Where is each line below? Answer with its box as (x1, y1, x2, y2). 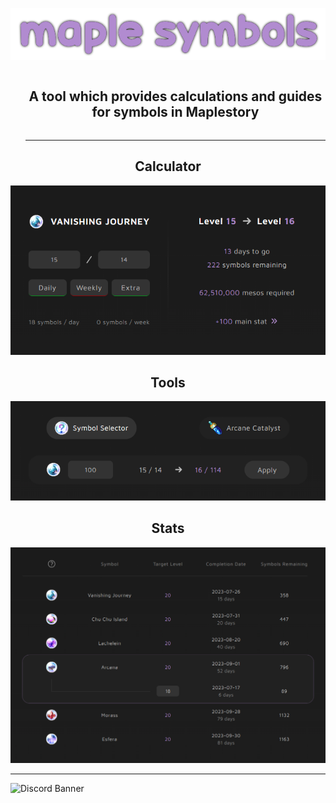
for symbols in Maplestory (91, 104, 260, 121)
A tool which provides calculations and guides (28, 88, 323, 105)
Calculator (134, 158, 202, 175)
